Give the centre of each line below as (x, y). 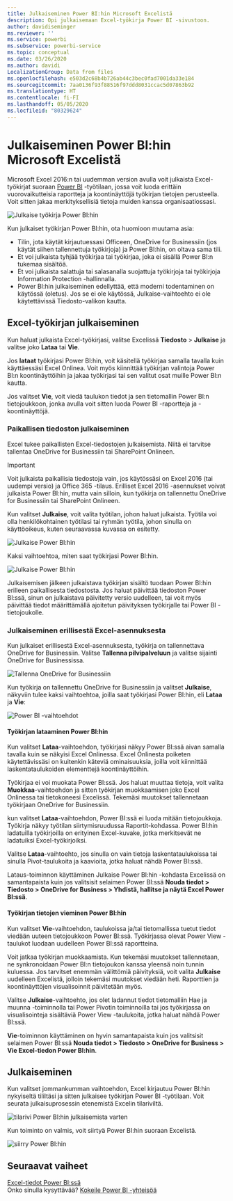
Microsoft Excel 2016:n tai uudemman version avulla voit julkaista (101, 179)
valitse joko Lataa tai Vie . (43, 347)
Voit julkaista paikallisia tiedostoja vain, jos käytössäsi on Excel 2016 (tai (110, 478)
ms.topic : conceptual (39, 53)
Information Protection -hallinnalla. (67, 278)
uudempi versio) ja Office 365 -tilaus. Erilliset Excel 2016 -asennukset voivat (116, 486)
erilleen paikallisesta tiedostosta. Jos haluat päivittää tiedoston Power (107, 590)
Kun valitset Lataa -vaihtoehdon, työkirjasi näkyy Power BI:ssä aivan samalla (116, 747)
